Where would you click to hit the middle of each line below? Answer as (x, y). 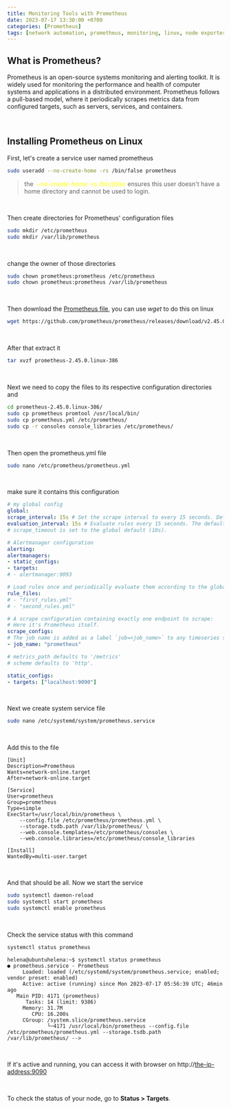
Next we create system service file (56, 708)
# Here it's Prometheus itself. (53, 625)
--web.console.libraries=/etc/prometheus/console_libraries (107, 839)
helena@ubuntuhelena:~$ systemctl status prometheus (84, 960)
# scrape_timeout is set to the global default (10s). (87, 530)
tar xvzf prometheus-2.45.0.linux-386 (63, 361)
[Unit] (16, 760)
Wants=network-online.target (49, 772)
